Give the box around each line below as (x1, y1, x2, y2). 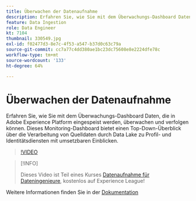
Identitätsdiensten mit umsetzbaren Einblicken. (6, 137, 118, 144)
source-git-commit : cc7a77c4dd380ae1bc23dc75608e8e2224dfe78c (6, 47, 160, 53)
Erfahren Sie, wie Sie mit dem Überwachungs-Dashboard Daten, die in (6, 112, 176, 120)
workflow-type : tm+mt (6, 52, 59, 58)
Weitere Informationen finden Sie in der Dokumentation (6, 189, 139, 196)
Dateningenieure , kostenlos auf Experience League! (20, 178, 145, 185)
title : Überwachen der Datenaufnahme (6, 8, 98, 15)
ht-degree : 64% (6, 63, 43, 69)
